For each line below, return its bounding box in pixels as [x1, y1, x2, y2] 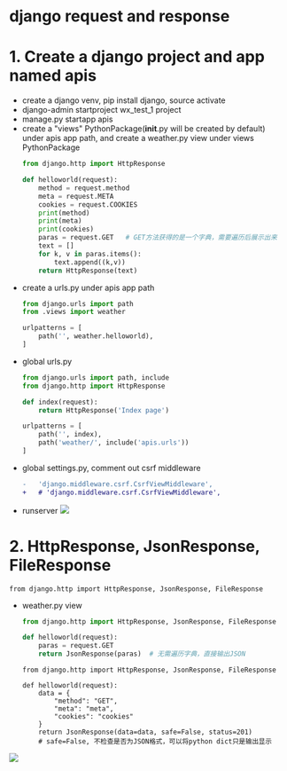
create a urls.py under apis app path [21, 282, 155, 293]
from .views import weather [21, 308, 126, 317]
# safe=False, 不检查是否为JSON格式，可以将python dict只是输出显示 [38, 737, 273, 746]
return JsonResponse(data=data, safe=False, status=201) [38, 728, 253, 737]
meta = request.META [38, 192, 114, 201]
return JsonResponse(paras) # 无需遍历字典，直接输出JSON [38, 649, 246, 658]
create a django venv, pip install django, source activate [21, 95, 226, 106]
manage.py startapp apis [21, 114, 113, 125]
